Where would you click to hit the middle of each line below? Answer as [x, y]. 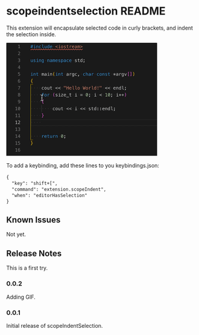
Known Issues [33, 220]
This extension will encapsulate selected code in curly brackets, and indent [99, 28]
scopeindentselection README [86, 11]
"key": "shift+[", [35, 183]
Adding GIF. [21, 297]
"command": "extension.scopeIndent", [59, 189]
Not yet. [16, 235]
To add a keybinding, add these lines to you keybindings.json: [83, 165]
